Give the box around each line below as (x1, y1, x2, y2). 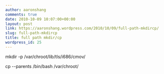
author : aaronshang (5, 7, 46, 12)
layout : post (5, 21, 33, 26)
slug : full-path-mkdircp (5, 30, 58, 35)
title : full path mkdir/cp (5, 35, 62, 40)
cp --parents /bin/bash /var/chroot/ (5, 63, 79, 69)
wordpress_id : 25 (5, 40, 42, 45)
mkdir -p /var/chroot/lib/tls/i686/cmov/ (5, 53, 86, 59)
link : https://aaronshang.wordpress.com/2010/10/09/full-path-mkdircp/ (5, 26, 159, 31)
